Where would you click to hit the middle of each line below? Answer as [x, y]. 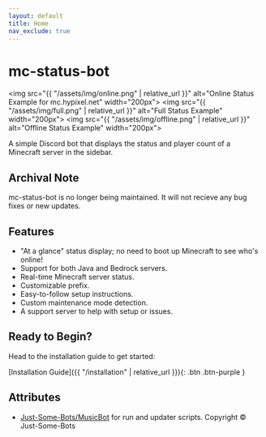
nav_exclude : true [39, 31]
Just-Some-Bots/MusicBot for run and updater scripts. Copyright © [133, 417]
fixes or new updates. [45, 206]
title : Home [28, 24]
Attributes [34, 398]
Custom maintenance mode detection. [84, 302]
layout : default [36, 16]
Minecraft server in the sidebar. [61, 152]
